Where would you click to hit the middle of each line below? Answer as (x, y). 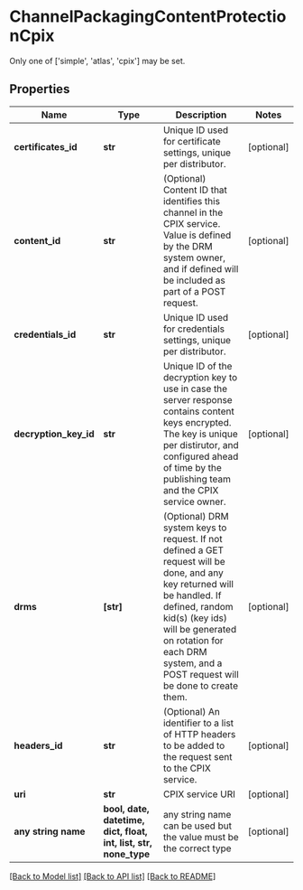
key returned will (198, 584)
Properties (40, 89)
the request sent (197, 756)
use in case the (195, 389)
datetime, (124, 820)
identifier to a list (198, 723)
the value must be (201, 837)
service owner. (195, 501)
